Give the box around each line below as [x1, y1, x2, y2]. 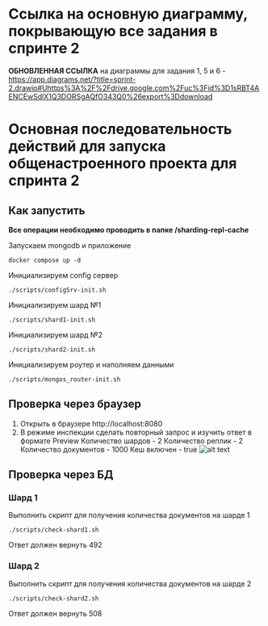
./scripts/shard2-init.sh [8, 345, 95, 354]
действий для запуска [8, 137, 166, 156]
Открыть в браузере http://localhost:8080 [19, 418, 163, 428]
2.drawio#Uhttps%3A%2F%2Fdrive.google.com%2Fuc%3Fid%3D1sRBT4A [8, 82, 260, 93]
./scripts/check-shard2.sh [8, 594, 99, 603]
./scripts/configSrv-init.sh [8, 286, 107, 294]
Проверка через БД [8, 468, 114, 481]
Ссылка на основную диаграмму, [8, 5, 248, 23]
